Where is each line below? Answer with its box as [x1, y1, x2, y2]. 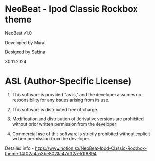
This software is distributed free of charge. [12, 106, 98, 112]
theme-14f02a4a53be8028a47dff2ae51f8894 [5, 150, 97, 156]
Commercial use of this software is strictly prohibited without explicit [12, 131, 150, 137]
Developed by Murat [5, 39, 46, 45]
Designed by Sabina [5, 49, 45, 55]
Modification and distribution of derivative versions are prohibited [12, 116, 144, 122]
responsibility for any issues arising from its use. [12, 97, 110, 103]
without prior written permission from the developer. [12, 121, 117, 127]
